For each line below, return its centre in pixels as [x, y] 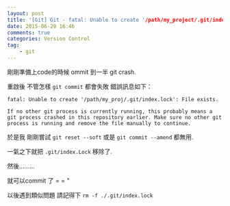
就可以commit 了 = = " [38, 180]
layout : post [26, 13]
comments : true [29, 33]
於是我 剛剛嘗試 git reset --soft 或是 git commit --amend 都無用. [100, 137]
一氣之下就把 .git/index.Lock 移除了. [60, 151]
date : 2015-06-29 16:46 [41, 26]
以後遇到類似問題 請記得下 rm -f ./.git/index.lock [80, 195]
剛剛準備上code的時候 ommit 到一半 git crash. [72, 72]
